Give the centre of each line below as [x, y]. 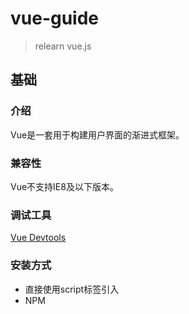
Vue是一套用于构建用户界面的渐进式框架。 [97, 134]
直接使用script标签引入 [72, 289]
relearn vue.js [63, 46]
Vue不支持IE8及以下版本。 [64, 186]
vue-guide [55, 18]
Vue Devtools [38, 238]
